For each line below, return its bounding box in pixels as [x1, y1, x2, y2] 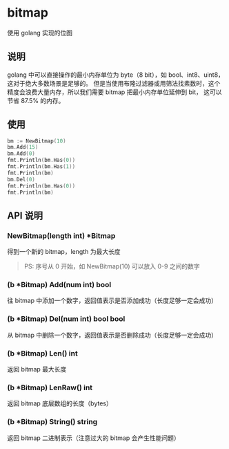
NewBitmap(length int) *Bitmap [7, 230, 116, 240]
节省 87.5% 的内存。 [7, 96, 65, 104]
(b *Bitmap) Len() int [7, 348, 78, 358]
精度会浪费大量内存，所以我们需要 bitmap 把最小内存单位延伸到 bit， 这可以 [7, 88, 222, 96]
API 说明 [7, 210, 43, 221]
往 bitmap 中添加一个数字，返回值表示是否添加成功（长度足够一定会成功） [7, 296, 218, 305]
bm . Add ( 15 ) [7, 144, 39, 151]
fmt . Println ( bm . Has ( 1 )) [7, 163, 76, 170]
